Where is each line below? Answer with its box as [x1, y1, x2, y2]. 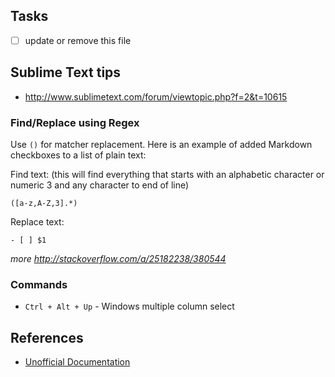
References [10, 329, 84, 346]
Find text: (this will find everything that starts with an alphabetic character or [10, 168, 325, 180]
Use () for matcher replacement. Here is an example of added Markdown [10, 138, 313, 150]
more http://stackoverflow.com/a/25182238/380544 [10, 252, 227, 264]
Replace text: [10, 215, 65, 228]
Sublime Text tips [10, 64, 122, 81]
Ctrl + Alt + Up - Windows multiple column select [24, 300, 235, 313]
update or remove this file [24, 34, 132, 46]
